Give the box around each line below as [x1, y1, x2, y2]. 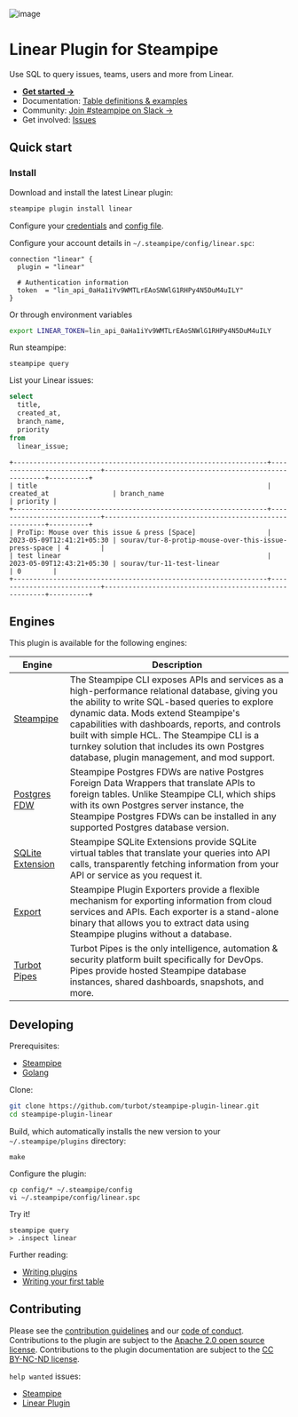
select [9, 392, 34, 402]
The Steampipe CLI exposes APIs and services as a [69, 673, 284, 686]
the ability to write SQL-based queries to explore [69, 696, 274, 708]
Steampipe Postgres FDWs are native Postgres [69, 766, 264, 778]
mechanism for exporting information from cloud [69, 895, 272, 907]
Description [152, 658, 202, 671]
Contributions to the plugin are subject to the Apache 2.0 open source [9, 1334, 265, 1345]
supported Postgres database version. [69, 822, 229, 834]
